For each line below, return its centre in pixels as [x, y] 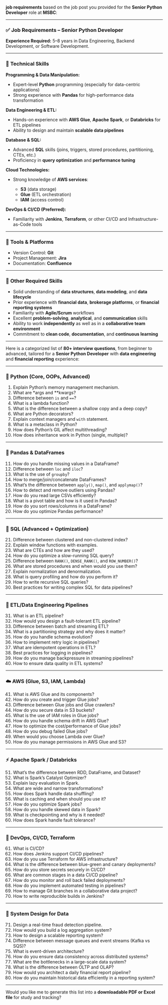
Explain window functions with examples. [55, 545]
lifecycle [22, 297]
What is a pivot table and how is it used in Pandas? [65, 501]
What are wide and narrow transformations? [58, 788]
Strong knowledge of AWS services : [51, 179]
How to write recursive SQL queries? [51, 582]
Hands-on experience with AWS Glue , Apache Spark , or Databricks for [87, 120]
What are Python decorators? [43, 414]
